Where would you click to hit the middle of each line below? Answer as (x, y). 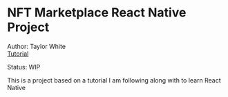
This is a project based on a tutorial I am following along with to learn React (114, 80)
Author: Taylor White (37, 46)
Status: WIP (24, 67)
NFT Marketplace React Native (97, 13)
